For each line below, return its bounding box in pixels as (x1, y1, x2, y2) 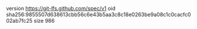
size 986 (34, 17, 55, 24)
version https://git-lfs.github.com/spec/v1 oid (6, 5, 116, 12)
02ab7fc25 (6, 17, 33, 24)
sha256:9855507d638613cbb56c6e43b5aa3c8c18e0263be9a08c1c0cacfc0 (6, 11, 191, 18)
